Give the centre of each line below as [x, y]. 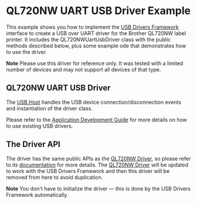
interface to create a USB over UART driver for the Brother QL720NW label [96, 33]
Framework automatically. [37, 195]
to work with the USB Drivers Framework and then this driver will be [88, 171]
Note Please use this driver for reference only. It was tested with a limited [95, 63]
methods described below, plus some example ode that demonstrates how [96, 46]
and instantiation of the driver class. [49, 108]
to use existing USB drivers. [40, 126]
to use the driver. [27, 52]
